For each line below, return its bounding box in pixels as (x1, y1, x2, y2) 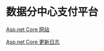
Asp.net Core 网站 (6, 26, 50, 33)
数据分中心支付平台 (6, 5, 99, 19)
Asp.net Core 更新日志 (6, 38, 60, 45)
